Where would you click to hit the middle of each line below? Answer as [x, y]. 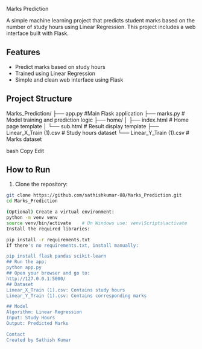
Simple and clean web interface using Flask [69, 80]
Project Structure [39, 99]
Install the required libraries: [48, 229]
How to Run [28, 170]
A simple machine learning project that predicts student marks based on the [100, 20]
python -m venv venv [32, 218]
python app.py [24, 268]
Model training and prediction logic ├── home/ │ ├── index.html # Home [97, 120]
